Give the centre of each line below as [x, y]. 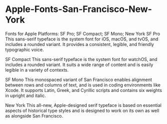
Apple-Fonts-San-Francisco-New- [79, 9]
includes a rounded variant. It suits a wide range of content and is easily [79, 64]
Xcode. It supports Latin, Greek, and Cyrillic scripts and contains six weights [84, 90]
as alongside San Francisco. [34, 115]
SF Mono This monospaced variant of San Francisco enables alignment [79, 79]
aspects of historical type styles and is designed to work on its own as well [82, 110]
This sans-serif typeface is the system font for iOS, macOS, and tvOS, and [82, 39]
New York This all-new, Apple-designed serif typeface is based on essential [83, 105]
